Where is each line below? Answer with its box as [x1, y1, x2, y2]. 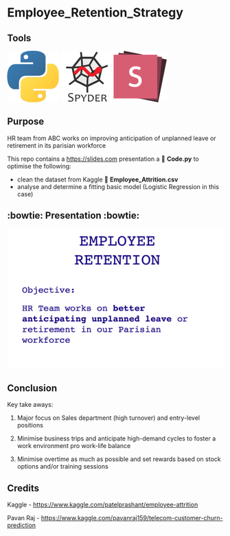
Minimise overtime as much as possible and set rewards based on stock [16, 455, 221, 463]
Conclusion [7, 382, 58, 394]
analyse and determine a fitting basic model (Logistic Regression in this [16, 182, 220, 190]
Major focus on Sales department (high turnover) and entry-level [16, 414, 200, 422]
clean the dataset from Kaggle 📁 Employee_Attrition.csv [16, 175, 179, 183]
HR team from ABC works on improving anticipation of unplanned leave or [7, 134, 216, 142]
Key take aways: [7, 401, 54, 409]
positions [16, 421, 43, 429]
